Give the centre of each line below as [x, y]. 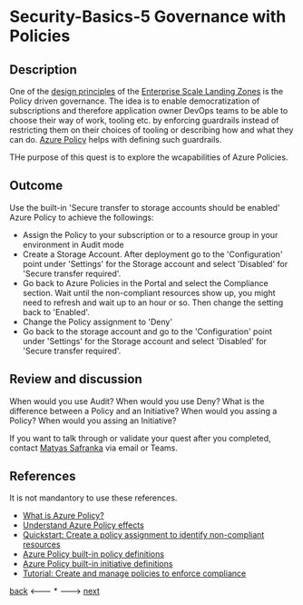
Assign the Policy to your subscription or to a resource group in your [150, 234]
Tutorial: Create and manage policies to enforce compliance [134, 573]
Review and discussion [76, 379]
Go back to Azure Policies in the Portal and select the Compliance [146, 283]
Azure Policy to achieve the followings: [82, 217]
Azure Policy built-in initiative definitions [98, 564]
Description [43, 69]
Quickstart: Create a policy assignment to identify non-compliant [143, 535]
